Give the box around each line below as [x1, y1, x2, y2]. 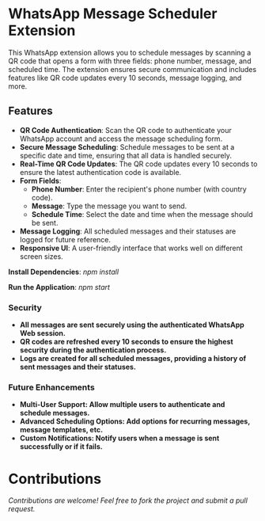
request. [8, 504, 36, 514]
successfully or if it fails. [19, 442, 103, 451]
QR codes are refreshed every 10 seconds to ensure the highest [19, 337, 233, 347]
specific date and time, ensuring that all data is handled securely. [19, 150, 232, 160]
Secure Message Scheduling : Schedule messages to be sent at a [19, 142, 235, 151]
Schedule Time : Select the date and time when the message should [31, 209, 253, 219]
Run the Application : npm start [8, 282, 111, 291]
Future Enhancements [8, 382, 95, 393]
